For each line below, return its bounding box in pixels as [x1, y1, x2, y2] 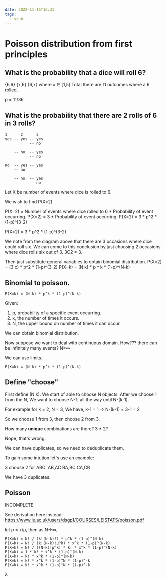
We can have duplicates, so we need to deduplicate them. [5, 445, 124, 451]
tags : [5, 12, 16, 17]
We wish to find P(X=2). [5, 199, 54, 205]
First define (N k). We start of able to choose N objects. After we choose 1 [5, 391, 157, 397]
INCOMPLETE [5, 502, 34, 508]
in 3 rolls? [5, 119, 36, 127]
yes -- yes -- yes [5, 137, 43, 142]
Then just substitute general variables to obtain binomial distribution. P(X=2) [5, 259, 162, 265]
